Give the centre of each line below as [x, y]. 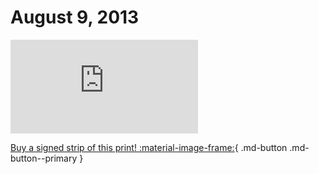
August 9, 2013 [75, 17]
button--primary [44, 158]
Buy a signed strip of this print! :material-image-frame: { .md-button [149, 147]
